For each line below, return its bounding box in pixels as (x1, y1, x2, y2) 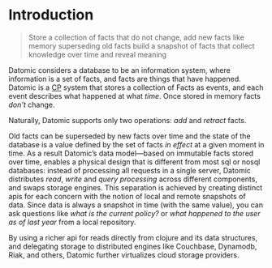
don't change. (8, 100, 55, 109)
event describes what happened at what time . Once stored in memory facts (8, 91, 261, 100)
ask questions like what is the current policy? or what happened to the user (8, 208, 261, 218)
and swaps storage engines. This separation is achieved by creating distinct (8, 182, 263, 192)
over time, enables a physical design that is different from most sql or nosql (8, 156, 261, 167)
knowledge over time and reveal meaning (28, 49, 167, 59)
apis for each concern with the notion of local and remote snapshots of (8, 191, 246, 201)
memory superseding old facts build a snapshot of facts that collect (28, 40, 255, 50)
